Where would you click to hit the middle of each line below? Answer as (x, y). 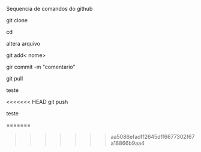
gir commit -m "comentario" (41, 67)
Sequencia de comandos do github (49, 9)
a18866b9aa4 (128, 143)
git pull (15, 78)
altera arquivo (23, 44)
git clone (17, 20)
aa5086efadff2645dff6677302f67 (153, 137)
